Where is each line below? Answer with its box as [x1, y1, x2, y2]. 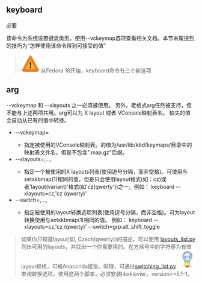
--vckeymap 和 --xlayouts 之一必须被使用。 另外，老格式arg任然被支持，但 [6, 101, 192, 109]
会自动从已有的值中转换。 [6, 116, 70, 124]
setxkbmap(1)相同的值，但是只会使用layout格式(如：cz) [23, 175, 161, 183]
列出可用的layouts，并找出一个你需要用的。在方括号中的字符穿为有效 [20, 243, 192, 250]
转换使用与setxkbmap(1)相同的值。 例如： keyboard [23, 216, 152, 223]
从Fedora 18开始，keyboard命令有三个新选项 [40, 66, 151, 74]
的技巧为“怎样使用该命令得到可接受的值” [6, 42, 106, 49]
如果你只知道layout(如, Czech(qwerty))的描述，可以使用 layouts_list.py [20, 235, 196, 243]
